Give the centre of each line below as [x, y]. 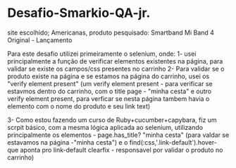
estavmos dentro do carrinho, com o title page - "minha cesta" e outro [110, 91]
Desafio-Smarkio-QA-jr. [79, 13]
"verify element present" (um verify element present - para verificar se [110, 83]
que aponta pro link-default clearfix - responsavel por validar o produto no [115, 150]
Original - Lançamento [40, 40]
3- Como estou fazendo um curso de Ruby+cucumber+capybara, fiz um [112, 120]
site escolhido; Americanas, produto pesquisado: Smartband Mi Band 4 [111, 32]
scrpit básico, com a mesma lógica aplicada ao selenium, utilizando [105, 127]
